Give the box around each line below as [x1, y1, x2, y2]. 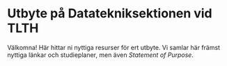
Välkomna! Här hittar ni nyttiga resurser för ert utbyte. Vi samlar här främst [7, 43, 221, 51]
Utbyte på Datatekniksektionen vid [7, 6, 212, 22]
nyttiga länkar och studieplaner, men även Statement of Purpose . [7, 51, 194, 59]
